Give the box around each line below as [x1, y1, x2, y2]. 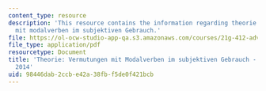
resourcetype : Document [8, 48, 87, 56]
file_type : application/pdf [8, 41, 101, 49]
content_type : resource [8, 11, 87, 20]
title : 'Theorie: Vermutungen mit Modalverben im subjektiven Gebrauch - [8, 56, 257, 64]
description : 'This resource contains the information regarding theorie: [8, 19, 260, 27]
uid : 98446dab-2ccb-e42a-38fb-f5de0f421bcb [8, 70, 154, 78]
